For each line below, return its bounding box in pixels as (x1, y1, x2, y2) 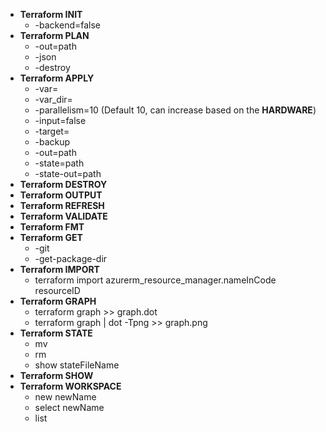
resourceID (34, 285, 81, 296)
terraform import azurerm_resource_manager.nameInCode (34, 274, 277, 286)
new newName (34, 391, 97, 403)
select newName (34, 402, 105, 413)
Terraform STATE (19, 327, 93, 339)
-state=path (34, 157, 85, 169)
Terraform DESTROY (19, 179, 108, 190)
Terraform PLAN (19, 30, 90, 41)
